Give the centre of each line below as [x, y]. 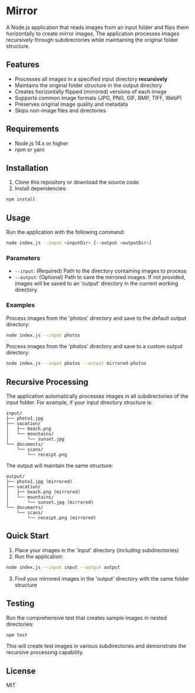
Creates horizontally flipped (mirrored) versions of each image [91, 91]
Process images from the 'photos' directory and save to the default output [96, 318]
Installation [27, 168]
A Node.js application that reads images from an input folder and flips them [97, 27]
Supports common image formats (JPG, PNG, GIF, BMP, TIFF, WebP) [98, 98]
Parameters [23, 258]
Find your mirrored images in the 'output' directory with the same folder [102, 578]
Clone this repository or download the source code [77, 182]
